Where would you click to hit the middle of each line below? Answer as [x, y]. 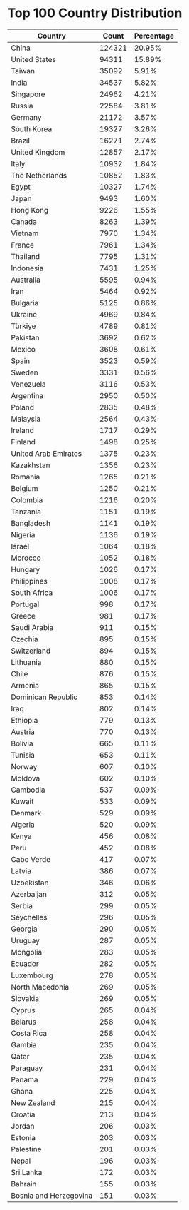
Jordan [23, 1126]
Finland [23, 442]
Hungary [26, 569]
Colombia [27, 499]
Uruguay [26, 940]
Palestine [26, 1149]
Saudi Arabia [32, 627]
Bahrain [24, 1184]
